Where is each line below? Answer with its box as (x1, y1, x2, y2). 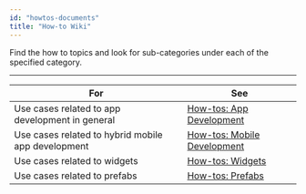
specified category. (9, 56, 83, 67)
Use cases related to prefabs (14, 169, 138, 182)
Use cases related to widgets (14, 154, 138, 167)
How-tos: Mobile (187, 128, 260, 141)
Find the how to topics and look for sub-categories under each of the (9, 46, 269, 57)
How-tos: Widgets (187, 154, 267, 167)
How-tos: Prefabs (187, 169, 264, 182)
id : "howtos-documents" (9, 13, 100, 23)
